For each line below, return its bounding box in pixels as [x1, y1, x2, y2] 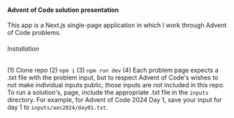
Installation [7, 44, 40, 52]
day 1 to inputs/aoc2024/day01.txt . [7, 103, 108, 112]
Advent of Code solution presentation [7, 6, 119, 14]
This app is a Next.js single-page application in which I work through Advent [7, 21, 227, 29]
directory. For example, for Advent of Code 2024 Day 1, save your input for [7, 96, 222, 104]
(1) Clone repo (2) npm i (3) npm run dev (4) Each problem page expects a [7, 66, 219, 75]
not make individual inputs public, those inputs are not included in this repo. [7, 81, 225, 89]
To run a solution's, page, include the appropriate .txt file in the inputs [7, 88, 209, 97]
